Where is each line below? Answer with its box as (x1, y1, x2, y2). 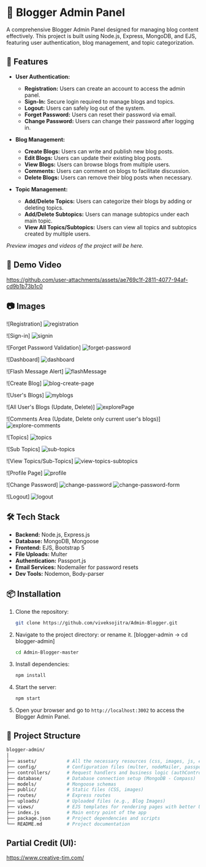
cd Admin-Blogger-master (15, 649, 79, 655)
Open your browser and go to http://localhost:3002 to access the (15, 706, 185, 714)
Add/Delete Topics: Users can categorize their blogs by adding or (24, 197, 192, 205)
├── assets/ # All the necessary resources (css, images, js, (6, 758, 196, 765)
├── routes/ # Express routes (6, 792, 112, 799)
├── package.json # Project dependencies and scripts (6, 815, 161, 821)
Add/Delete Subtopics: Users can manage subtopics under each (24, 210, 189, 218)
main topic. (24, 217, 53, 224)
